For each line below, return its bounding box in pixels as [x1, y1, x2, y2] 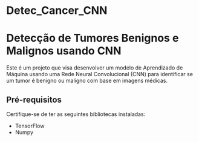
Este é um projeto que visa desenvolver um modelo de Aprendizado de [6, 64, 183, 71]
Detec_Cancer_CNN [6, 4, 108, 18]
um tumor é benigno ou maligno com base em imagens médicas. [6, 77, 168, 85]
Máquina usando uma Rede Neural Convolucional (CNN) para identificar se [6, 71, 194, 78]
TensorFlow [15, 122, 45, 129]
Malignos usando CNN [6, 44, 122, 58]
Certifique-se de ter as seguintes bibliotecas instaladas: [6, 110, 146, 118]
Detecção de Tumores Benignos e [6, 31, 179, 45]
